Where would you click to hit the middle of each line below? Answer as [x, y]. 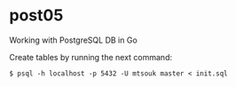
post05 [36, 16]
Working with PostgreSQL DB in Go [73, 40]
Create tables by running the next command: [91, 57]
